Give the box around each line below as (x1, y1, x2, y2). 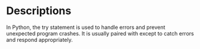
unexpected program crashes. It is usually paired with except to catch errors (6, 30, 194, 37)
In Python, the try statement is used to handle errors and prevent (6, 24, 165, 31)
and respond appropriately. (6, 36, 73, 43)
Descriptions (6, 4, 72, 18)
